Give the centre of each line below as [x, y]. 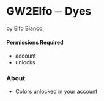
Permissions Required [35, 42]
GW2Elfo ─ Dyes [49, 11]
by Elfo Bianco [24, 28]
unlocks [25, 62]
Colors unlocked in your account [56, 92]
